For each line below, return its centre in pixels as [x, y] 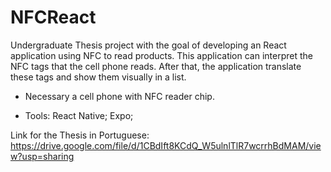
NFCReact [53, 17]
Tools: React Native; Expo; [79, 115]
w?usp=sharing [42, 156]
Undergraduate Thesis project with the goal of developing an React [148, 45]
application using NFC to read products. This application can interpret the [161, 55]
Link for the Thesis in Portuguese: [80, 135]
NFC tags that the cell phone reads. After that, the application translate [156, 66]
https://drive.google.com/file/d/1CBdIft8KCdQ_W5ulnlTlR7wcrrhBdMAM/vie [166, 145]
